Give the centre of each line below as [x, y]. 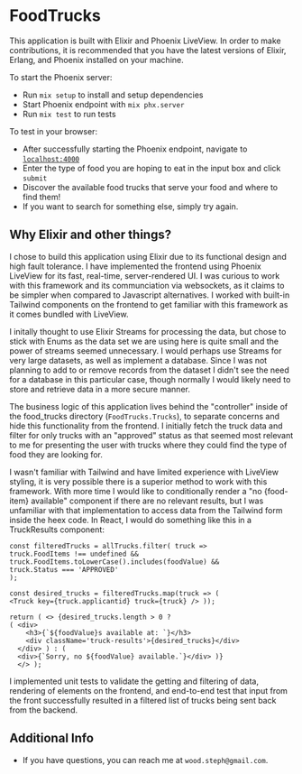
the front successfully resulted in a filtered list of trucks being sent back [143, 700]
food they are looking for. [56, 454]
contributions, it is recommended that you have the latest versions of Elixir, [148, 50]
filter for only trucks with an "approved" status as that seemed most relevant [151, 435]
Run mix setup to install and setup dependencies [113, 95]
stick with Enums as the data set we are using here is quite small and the [144, 341]
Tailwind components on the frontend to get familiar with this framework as [149, 304]
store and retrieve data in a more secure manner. [100, 389]
